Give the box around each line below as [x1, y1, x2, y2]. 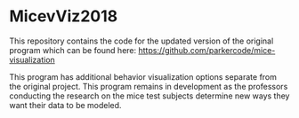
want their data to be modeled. [9, 99, 122, 110]
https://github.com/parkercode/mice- [137, 44, 276, 55]
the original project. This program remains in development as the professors [9, 81, 288, 91]
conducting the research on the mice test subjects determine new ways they [9, 90, 290, 101]
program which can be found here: [9, 44, 137, 55]
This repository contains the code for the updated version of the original [9, 35, 274, 46]
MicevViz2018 [9, 6, 118, 27]
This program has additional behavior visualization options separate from [9, 71, 278, 82]
